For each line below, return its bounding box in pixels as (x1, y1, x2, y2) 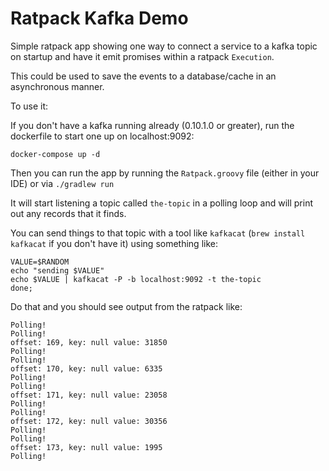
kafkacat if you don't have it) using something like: (10, 237, 218, 249)
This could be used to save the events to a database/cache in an (10, 70, 277, 82)
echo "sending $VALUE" (10, 265, 105, 276)
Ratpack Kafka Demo (10, 7, 189, 30)
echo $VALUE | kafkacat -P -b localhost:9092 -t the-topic (10, 274, 262, 284)
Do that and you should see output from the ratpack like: (10, 300, 243, 312)
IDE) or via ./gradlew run (10, 177, 115, 189)
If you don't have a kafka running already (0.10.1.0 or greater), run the (10, 119, 295, 131)
